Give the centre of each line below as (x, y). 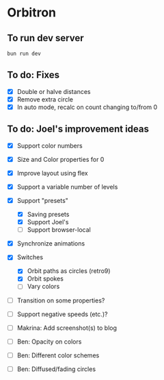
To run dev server (45, 38)
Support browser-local (59, 230)
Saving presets (48, 214)
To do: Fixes (33, 75)
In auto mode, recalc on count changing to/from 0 (87, 107)
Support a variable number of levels (67, 187)
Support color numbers (50, 145)
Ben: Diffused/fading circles (56, 369)
